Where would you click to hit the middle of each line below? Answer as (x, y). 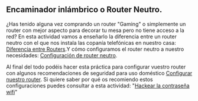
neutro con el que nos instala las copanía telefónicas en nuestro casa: (91, 43)
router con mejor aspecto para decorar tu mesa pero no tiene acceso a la (95, 30)
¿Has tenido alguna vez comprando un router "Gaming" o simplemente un (96, 24)
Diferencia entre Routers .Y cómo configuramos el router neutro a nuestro (95, 49)
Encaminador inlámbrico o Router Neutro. (84, 10)
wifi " (12, 92)
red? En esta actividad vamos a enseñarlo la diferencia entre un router (92, 36)
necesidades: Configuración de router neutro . (62, 55)
